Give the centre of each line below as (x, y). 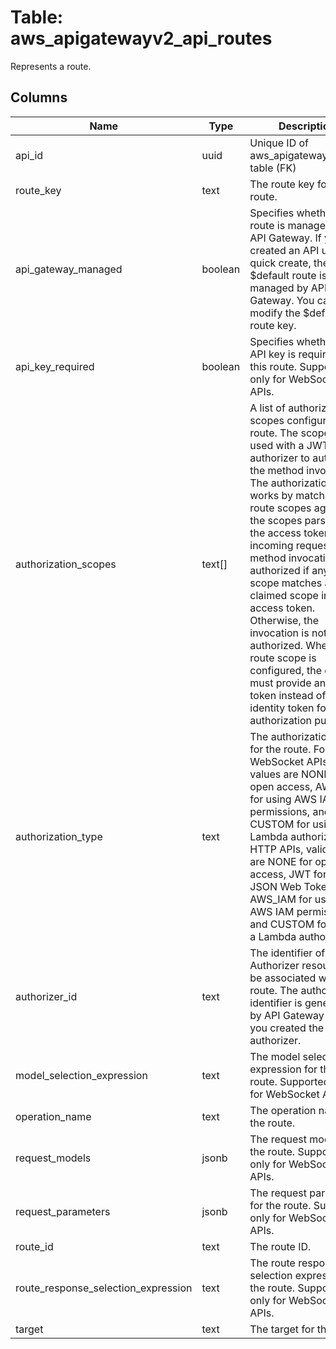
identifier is (276, 1003)
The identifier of (287, 953)
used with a (277, 445)
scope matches (286, 583)
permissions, (280, 811)
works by (271, 495)
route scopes (280, 508)
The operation (283, 1110)
